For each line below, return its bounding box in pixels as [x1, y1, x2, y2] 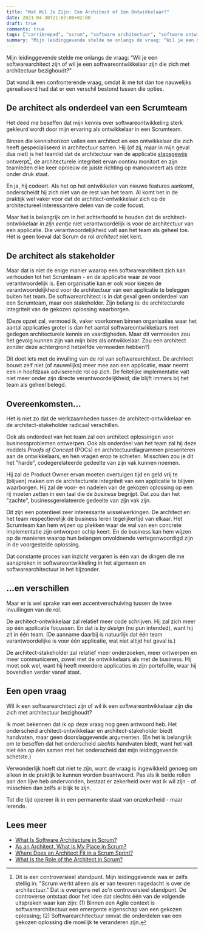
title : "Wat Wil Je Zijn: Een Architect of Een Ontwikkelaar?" [6, 9, 170, 15]
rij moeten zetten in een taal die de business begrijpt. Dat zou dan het [6, 490, 180, 498]
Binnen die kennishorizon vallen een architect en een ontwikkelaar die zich [6, 137, 193, 144]
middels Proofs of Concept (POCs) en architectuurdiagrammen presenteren [6, 446, 195, 454]
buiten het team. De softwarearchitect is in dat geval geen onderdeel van [6, 293, 189, 300]
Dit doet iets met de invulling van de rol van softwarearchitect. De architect [6, 355, 193, 362]
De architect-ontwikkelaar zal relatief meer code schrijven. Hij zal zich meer [6, 618, 196, 625]
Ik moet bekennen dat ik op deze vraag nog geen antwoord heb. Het [6, 720, 177, 728]
